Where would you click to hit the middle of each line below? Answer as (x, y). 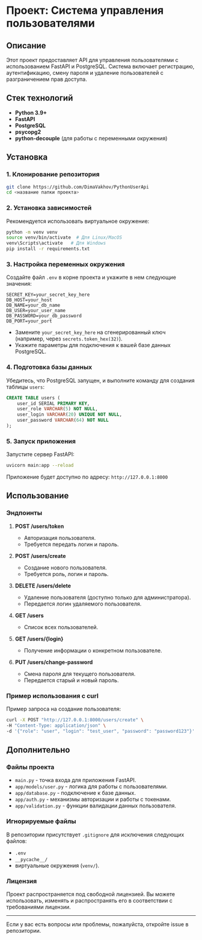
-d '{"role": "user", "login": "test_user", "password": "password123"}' (101, 731)
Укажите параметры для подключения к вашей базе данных (93, 345)
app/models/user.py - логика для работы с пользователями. (91, 786)
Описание (26, 45)
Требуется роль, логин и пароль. (66, 574)
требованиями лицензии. (38, 907)
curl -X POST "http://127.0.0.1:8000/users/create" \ (75, 720)
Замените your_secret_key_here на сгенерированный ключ (90, 333)
